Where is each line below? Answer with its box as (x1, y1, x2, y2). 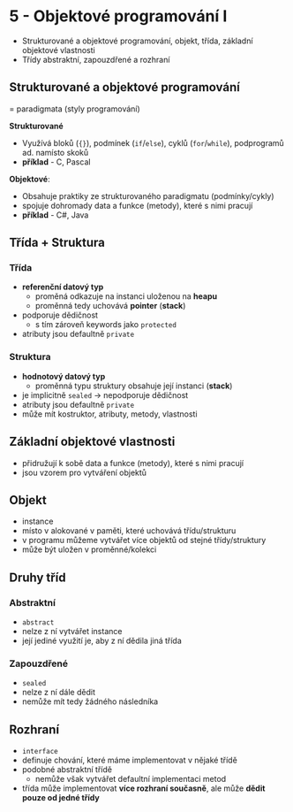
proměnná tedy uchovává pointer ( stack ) (34, 301, 186, 311)
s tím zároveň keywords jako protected (34, 319, 177, 330)
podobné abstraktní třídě (21, 764, 113, 775)
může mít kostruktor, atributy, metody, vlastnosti (21, 409, 198, 419)
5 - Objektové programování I (9, 6, 228, 27)
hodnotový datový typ (21, 371, 106, 381)
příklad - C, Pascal (21, 157, 91, 167)
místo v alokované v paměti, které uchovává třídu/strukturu (21, 525, 237, 536)
